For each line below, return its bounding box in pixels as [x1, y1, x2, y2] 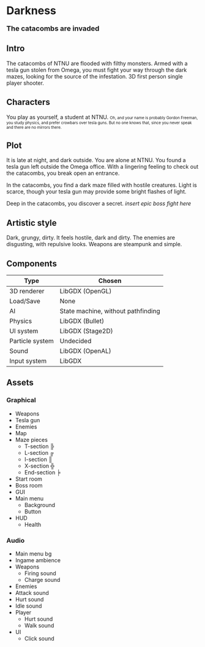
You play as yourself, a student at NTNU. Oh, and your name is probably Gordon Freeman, [6, 113, 198, 120]
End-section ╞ [24, 468, 61, 476]
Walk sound [24, 621, 54, 629]
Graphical [6, 396, 36, 405]
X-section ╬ [24, 462, 55, 470]
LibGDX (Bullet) [59, 317, 105, 325]
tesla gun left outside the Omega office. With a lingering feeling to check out [6, 163, 199, 171]
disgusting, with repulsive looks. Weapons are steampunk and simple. [6, 241, 182, 248]
